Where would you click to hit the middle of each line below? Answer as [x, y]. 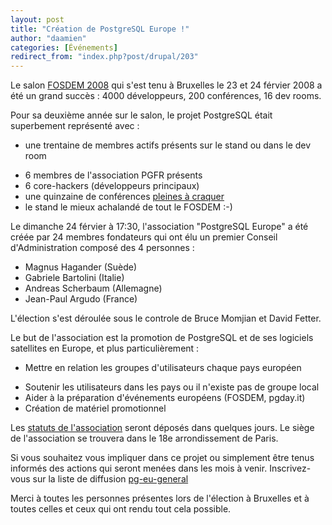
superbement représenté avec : [75, 126]
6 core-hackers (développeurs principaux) [112, 186]
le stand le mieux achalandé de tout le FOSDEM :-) [128, 207]
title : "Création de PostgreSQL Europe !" [100, 29]
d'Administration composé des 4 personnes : [102, 248]
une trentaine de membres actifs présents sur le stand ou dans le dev [168, 145]
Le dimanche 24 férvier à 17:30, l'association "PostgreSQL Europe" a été [159, 227]
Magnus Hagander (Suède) [81, 267]
